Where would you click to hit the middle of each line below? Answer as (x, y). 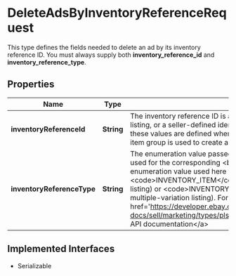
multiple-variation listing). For (179, 197)
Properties (31, 85)
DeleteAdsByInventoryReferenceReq (117, 13)
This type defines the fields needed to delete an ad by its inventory (104, 47)
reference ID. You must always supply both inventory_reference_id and (111, 55)
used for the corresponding (175, 162)
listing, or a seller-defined (173, 124)
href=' (140, 206)
